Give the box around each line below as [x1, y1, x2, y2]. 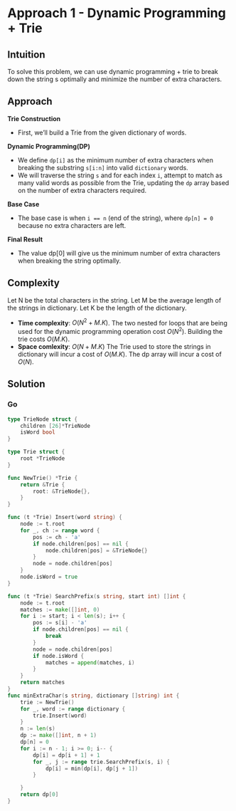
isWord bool [20, 429, 55, 436]
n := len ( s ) [20, 725, 55, 733]
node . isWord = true [20, 573, 78, 580]
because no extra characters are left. [17, 221, 127, 229]
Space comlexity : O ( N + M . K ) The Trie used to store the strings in [17, 342, 211, 350]
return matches [20, 679, 65, 686]
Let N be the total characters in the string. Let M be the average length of [7, 295, 222, 304]
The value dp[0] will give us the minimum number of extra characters [17, 248, 220, 257]
